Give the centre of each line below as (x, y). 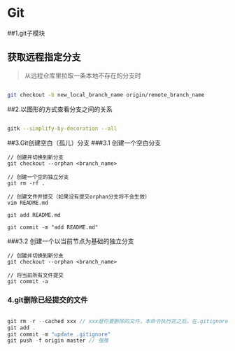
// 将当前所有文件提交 (36, 275)
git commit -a (28, 281)
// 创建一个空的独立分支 (38, 177)
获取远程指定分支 (44, 57)
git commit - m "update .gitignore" (59, 334)
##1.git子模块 (26, 33)
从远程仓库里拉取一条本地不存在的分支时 (83, 76)
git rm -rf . (26, 183)
